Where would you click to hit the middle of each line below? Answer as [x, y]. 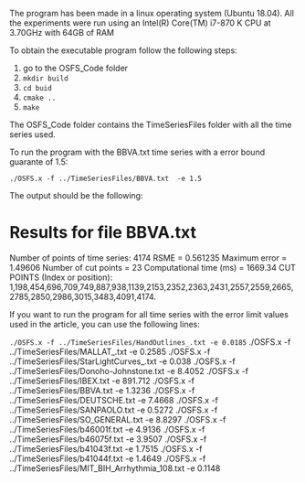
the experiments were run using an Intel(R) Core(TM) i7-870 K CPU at [140, 23]
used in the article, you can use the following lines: [105, 324]
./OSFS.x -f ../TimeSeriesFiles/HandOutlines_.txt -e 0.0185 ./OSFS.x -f [150, 341]
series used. [33, 134]
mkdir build [45, 79]
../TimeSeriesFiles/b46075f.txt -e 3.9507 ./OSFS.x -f [108, 439]
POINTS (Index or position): [61, 277]
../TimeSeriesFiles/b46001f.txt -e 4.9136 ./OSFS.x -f [107, 429]
